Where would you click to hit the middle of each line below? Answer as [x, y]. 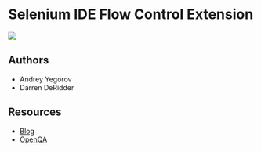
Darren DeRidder [47, 87]
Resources [35, 112]
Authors [29, 60]
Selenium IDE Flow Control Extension [131, 14]
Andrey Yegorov [45, 79]
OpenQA [33, 139]
